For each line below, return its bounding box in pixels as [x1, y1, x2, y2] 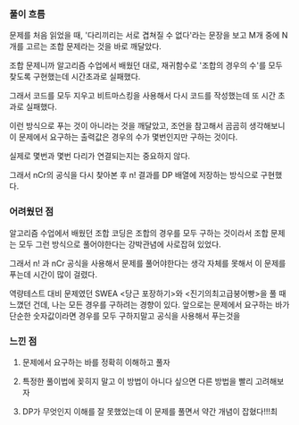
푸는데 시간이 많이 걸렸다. [9, 268, 98, 279]
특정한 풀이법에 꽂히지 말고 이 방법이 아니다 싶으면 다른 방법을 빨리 [21, 376, 253, 387]
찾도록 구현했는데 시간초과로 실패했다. [9, 72, 141, 82]
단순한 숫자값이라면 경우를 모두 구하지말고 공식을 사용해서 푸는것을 [9, 310, 241, 321]
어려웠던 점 [9, 206, 54, 218]
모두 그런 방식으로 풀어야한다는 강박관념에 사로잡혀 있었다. [18, 239, 221, 250]
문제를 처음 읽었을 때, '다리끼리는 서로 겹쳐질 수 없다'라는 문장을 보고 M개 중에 [9, 30, 280, 41]
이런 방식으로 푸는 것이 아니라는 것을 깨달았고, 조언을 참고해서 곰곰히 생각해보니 [9, 121, 286, 132]
